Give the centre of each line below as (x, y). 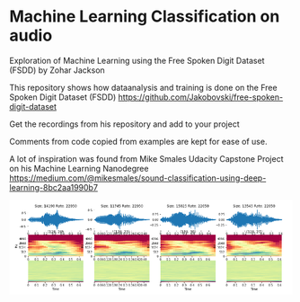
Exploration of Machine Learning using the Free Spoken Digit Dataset (137, 60)
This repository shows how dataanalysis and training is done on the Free (143, 87)
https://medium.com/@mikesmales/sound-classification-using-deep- (138, 178)
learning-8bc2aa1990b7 (54, 187)
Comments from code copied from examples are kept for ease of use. (138, 141)
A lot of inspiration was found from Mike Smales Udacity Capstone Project (146, 158)
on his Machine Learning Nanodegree (79, 168)
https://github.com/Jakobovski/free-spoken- (201, 97)
